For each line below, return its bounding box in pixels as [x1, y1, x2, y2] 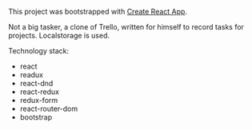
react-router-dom [19, 104, 78, 113]
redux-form [19, 96, 58, 104]
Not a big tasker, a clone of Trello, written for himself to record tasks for [8, 22, 244, 31]
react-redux [19, 87, 60, 97]
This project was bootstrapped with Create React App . [8, 7, 188, 16]
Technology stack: [8, 46, 70, 55]
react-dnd [19, 79, 54, 88]
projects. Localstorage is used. [8, 31, 110, 40]
